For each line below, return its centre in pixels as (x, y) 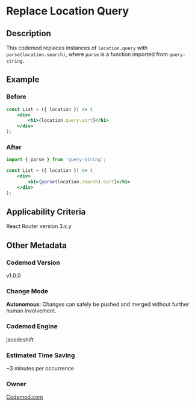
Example (23, 80)
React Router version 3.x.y (39, 226)
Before (16, 97)
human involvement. (31, 311)
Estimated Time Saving (41, 355)
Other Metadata (37, 245)
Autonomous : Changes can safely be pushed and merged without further (98, 304)
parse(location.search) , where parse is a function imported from (87, 54)
